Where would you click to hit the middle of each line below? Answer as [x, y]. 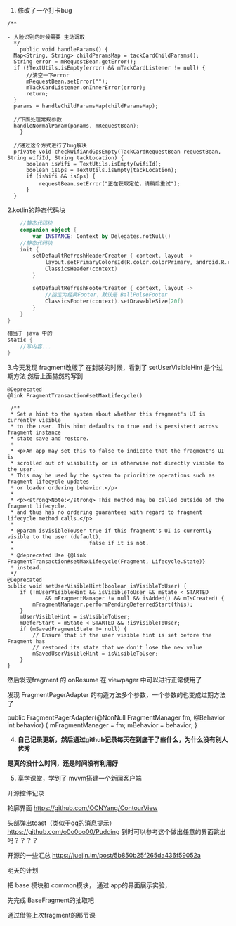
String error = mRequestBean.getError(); [75, 62]
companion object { [48, 230]
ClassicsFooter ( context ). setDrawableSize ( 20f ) [114, 301]
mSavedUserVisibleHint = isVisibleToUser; [96, 654]
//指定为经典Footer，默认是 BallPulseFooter [106, 295]
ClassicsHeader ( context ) [81, 269]
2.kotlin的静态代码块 [36, 210]
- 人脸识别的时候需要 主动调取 [46, 37]
